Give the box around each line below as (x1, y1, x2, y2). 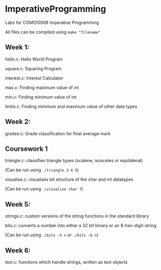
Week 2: (5, 118, 31, 126)
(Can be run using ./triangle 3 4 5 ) (5, 167, 79, 173)
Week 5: (5, 200, 31, 208)
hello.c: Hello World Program (5, 56, 63, 62)
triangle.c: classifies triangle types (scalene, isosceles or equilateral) (5, 158, 143, 164)
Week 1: (5, 43, 29, 52)
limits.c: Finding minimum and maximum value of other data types (5, 104, 138, 109)
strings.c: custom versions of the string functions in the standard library (5, 213, 149, 219)
